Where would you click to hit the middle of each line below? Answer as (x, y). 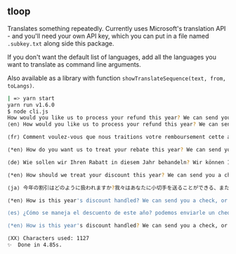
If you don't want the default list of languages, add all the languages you (112, 57)
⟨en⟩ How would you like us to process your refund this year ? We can (113, 125)
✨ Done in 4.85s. (35, 245)
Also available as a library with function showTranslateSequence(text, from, (117, 78)
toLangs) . (21, 85)
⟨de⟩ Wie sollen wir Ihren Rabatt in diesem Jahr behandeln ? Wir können (116, 162)
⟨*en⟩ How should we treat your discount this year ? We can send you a (114, 175)
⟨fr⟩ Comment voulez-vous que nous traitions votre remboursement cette (116, 137)
